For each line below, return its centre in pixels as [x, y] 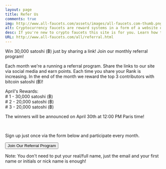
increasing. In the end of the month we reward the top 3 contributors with [80, 76]
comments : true [21, 19]
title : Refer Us [22, 14]
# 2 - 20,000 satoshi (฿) [30, 101]
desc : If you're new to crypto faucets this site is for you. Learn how [82, 33]
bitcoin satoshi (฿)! [24, 81]
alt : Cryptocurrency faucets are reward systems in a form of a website [82, 28]
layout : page [19, 10]
